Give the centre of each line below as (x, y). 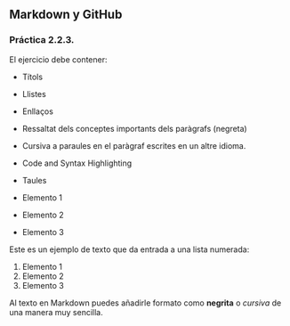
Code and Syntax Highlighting (77, 163)
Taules (34, 180)
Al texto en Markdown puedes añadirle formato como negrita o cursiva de (145, 303)
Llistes (34, 94)
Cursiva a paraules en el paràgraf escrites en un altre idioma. (134, 145)
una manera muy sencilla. (56, 312)
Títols (32, 77)
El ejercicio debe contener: (59, 59)
